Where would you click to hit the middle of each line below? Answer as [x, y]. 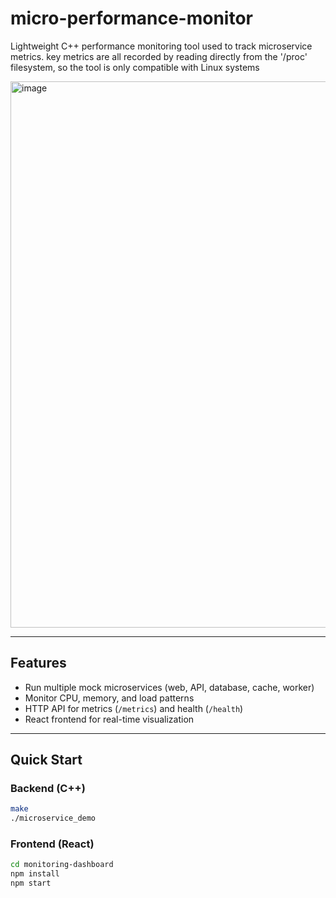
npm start [31, 883]
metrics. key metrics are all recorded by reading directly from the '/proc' [159, 56]
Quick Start [46, 760]
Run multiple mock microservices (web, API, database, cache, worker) [169, 687]
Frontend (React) [52, 844]
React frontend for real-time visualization [109, 719]
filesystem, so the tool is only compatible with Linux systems [135, 67]
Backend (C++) [48, 789]
